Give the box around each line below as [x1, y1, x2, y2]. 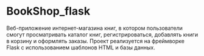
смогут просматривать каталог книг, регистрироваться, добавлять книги [6, 30, 199, 38]
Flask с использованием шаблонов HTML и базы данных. [6, 44, 155, 51]
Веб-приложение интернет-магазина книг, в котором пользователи [6, 24, 183, 32]
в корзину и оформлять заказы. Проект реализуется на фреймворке [6, 37, 185, 44]
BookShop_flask [6, 4, 90, 18]
